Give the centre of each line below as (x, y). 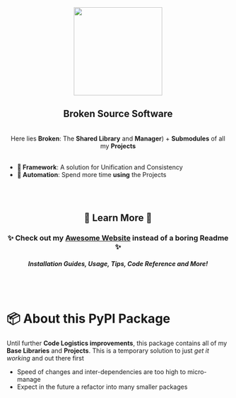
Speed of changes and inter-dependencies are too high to (101, 372)
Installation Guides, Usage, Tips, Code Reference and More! (118, 263)
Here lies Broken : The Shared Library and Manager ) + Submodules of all (118, 138)
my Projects (118, 146)
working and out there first (45, 358)
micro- (197, 372)
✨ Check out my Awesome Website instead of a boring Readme (118, 238)
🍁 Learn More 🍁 (118, 218)
